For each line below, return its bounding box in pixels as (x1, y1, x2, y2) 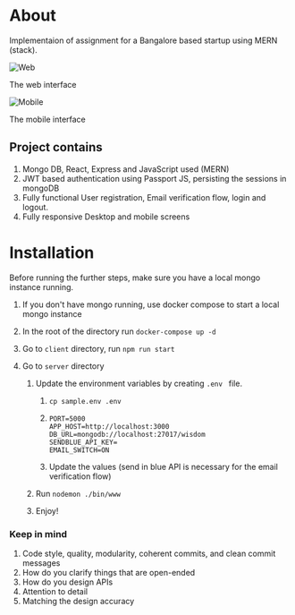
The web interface (9, 79, 78, 90)
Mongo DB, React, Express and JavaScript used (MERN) (21, 163, 230, 175)
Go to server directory (21, 360, 105, 372)
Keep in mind (9, 527, 68, 540)
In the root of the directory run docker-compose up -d (21, 326, 216, 337)
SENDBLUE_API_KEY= (48, 438, 118, 447)
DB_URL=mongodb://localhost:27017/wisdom (48, 430, 206, 439)
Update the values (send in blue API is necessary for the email (48, 461, 279, 472)
